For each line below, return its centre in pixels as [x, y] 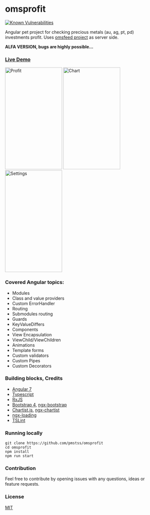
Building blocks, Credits [34, 378]
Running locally [24, 433]
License [15, 497]
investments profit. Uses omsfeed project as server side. [62, 37]
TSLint [19, 420]
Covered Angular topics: [35, 282]
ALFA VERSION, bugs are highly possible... [49, 47]
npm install [17, 452]
